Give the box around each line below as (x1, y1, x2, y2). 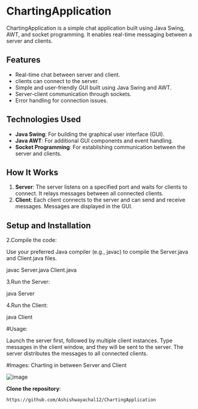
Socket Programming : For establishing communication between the (15, 143, 186, 150)
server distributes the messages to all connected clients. (6, 350, 148, 357)
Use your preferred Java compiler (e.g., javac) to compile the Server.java (6, 248, 188, 255)
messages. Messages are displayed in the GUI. (15, 203, 132, 210)
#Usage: (6, 325, 28, 333)
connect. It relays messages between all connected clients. (15, 190, 164, 197)
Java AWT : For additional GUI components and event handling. (15, 137, 173, 144)
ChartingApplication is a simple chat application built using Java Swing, (6, 24, 185, 32)
